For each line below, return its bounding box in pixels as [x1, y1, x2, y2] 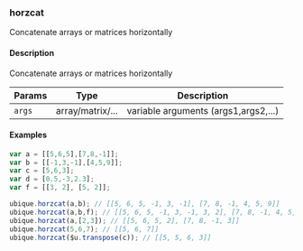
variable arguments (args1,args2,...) [126, 104, 280, 116]
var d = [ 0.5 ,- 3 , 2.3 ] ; [9, 174, 95, 184]
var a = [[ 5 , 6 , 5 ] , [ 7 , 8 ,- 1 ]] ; [9, 149, 119, 159]
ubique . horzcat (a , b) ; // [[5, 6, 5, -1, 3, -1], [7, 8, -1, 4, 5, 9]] [9, 200, 280, 209]
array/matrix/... [55, 104, 119, 116]
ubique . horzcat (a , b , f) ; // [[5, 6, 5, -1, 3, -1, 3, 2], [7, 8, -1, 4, [9, 208, 284, 217]
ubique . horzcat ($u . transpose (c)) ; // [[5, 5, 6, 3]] [9, 233, 212, 242]
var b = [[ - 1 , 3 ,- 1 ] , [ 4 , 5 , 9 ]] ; [9, 158, 124, 167]
